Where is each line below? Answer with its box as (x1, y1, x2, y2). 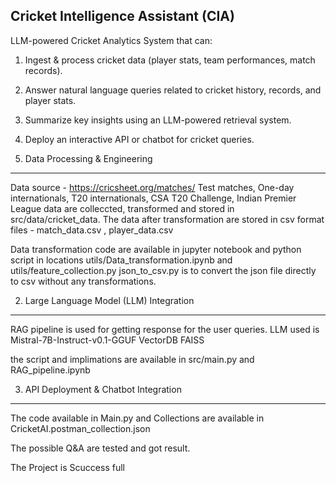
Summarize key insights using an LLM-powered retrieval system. (24, 114, 292, 126)
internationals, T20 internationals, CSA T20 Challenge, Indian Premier (10, 192, 297, 204)
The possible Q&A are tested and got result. (10, 442, 191, 454)
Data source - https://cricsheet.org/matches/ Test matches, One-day (10, 181, 295, 193)
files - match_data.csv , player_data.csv (10, 224, 174, 236)
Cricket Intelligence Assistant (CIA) (10, 8, 235, 25)
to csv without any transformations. (10, 275, 157, 287)
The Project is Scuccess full (10, 461, 125, 473)
